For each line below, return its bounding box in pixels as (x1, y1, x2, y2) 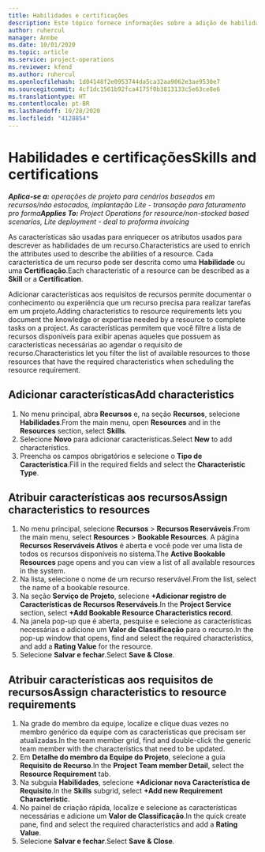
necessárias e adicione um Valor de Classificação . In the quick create (19, 812, 247, 821)
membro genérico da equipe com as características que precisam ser (19, 727, 246, 737)
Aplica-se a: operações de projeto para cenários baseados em (8, 191, 215, 201)
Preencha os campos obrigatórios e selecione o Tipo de (19, 451, 203, 460)
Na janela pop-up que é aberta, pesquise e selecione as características (19, 616, 252, 626)
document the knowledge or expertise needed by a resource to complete (8, 314, 246, 324)
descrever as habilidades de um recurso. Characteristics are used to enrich (8, 240, 251, 250)
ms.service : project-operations (8, 56, 114, 64)
